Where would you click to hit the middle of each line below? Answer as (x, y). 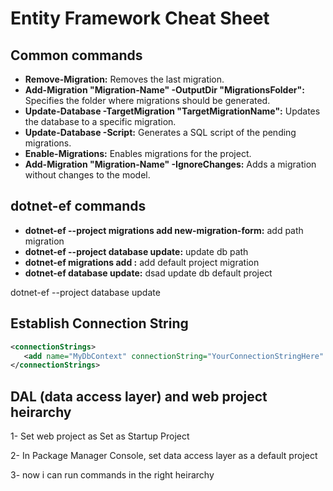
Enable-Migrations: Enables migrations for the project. (138, 153)
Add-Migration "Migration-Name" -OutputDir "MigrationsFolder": (164, 90)
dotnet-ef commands (78, 206)
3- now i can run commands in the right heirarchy (112, 475)
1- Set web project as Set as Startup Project (100, 436)
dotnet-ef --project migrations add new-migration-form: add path (164, 230)
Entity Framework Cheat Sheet (140, 18)
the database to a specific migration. (100, 121)
